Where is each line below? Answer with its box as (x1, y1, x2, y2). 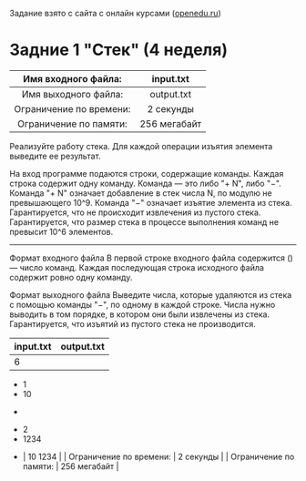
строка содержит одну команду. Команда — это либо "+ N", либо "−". (9, 178, 282, 189)
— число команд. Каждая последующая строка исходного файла (9, 261, 264, 272)
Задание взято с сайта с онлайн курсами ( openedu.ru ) (9, 8, 221, 18)
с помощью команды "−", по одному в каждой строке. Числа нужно (9, 299, 276, 310)
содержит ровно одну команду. (9, 271, 133, 282)
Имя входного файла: (22, 72, 122, 85)
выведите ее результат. (9, 150, 102, 161)
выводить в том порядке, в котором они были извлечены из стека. (9, 309, 270, 320)
